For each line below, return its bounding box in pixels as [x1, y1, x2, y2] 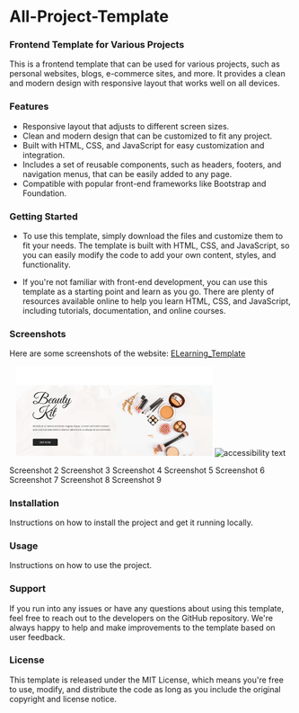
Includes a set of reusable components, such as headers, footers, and [22, 159, 282, 170]
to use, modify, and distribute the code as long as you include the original [9, 683, 281, 694]
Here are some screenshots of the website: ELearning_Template [9, 348, 246, 359]
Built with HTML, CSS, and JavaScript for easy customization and [22, 139, 265, 150]
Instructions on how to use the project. [9, 560, 153, 571]
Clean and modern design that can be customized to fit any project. [22, 130, 273, 141]
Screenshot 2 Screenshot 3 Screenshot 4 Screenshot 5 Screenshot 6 [9, 465, 265, 476]
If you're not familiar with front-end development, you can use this [22, 277, 268, 288]
